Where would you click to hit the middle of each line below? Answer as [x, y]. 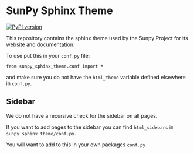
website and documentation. [40, 44]
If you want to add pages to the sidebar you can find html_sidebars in [90, 127]
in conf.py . [19, 83]
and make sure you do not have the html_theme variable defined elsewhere [96, 77]
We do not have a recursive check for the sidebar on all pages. [82, 116]
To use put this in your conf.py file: [48, 55]
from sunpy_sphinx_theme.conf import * [55, 66]
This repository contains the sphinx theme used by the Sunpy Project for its [97, 38]
